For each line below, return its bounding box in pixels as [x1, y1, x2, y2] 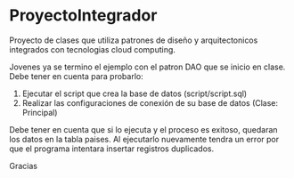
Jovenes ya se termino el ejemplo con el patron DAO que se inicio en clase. [9, 61, 286, 72]
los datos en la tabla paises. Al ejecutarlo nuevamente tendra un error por [9, 133, 279, 144]
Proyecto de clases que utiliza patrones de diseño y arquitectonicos [9, 35, 258, 45]
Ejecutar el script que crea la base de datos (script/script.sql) [21, 88, 248, 99]
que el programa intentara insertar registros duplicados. [9, 143, 215, 154]
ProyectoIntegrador [9, 5, 158, 26]
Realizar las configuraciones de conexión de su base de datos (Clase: [21, 97, 279, 108]
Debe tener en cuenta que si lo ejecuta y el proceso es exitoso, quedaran [9, 124, 278, 134]
